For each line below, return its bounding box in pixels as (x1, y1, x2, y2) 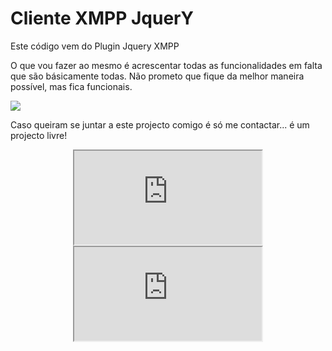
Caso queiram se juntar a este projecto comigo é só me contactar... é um (10, 118, 310, 131)
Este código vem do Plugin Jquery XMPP (10, 40, 180, 52)
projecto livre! (10, 129, 68, 141)
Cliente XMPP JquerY (10, 7, 194, 30)
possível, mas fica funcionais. (10, 80, 133, 92)
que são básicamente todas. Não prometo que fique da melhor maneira (10, 70, 305, 82)
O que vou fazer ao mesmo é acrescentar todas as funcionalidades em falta (10, 59, 323, 71)
